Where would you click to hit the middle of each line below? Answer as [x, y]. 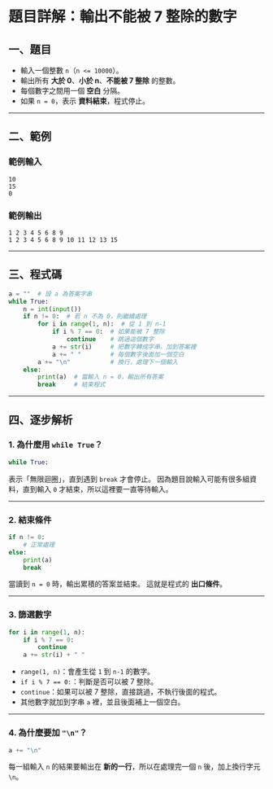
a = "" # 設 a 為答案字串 [50, 294]
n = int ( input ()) [52, 309]
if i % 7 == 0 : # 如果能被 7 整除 [108, 332]
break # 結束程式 [71, 385]
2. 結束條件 [30, 519]
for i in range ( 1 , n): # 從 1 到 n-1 [102, 324]
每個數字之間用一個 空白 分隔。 [72, 91]
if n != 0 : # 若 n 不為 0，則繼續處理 [85, 317]
